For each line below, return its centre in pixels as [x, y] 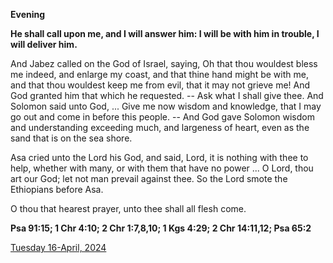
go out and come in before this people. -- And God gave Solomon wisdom [162, 117]
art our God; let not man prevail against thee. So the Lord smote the [149, 178]
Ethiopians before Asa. [57, 189]
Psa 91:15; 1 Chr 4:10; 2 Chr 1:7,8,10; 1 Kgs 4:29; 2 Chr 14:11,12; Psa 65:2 [161, 228]
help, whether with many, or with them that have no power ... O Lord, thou [162, 168]
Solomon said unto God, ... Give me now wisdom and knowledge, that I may [166, 106]
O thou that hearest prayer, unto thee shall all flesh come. [128, 208]
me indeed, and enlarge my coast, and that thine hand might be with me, [159, 74]
